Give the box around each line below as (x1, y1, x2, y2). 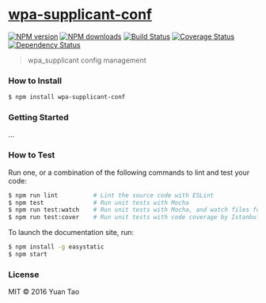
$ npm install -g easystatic (8, 243, 104, 251)
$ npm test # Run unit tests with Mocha (8, 199, 190, 206)
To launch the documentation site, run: (8, 228, 135, 237)
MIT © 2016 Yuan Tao (8, 287, 80, 297)
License (8, 269, 40, 280)
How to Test (8, 150, 55, 161)
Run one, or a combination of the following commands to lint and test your (8, 168, 250, 177)
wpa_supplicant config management (27, 55, 146, 65)
